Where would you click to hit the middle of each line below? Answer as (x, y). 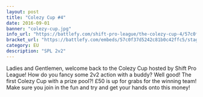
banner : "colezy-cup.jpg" (39, 29)
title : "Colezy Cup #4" (36, 17)
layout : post (23, 12)
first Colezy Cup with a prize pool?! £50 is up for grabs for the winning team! (101, 81)
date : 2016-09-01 (28, 23)
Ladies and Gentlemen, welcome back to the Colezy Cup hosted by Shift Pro (101, 68)
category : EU (23, 46)
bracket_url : (23, 40)
